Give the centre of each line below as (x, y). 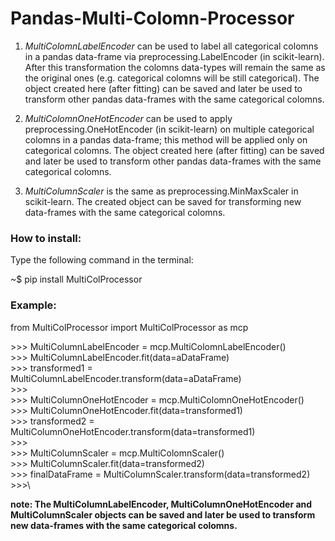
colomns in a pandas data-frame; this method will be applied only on (166, 139)
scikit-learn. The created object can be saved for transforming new (163, 201)
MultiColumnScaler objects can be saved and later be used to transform (163, 514)
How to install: (46, 238)
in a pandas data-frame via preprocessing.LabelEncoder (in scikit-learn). (174, 56)
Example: (33, 305)
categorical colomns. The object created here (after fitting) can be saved (174, 150)
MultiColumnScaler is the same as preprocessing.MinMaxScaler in (161, 191)
